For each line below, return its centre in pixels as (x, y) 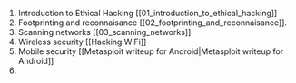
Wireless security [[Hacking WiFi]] (82, 41)
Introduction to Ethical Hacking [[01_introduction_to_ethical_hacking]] (148, 13)
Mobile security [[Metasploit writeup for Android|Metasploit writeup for (151, 51)
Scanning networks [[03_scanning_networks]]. (105, 32)
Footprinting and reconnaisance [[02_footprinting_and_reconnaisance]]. (153, 23)
